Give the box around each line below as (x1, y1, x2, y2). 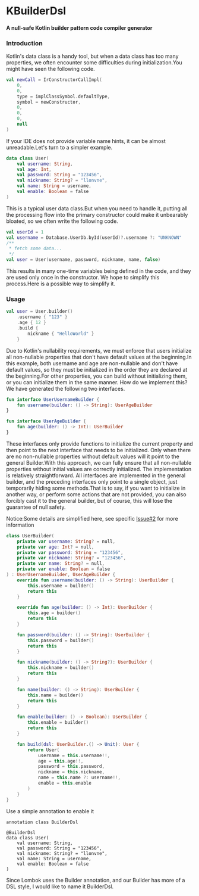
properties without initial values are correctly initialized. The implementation (6, 465, 192, 472)
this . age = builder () (27, 610, 81, 616)
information (6, 521, 34, 528)
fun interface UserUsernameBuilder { (6, 396, 100, 403)
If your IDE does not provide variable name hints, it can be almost (6, 137, 166, 144)
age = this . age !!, (37, 758, 84, 764)
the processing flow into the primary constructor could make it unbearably (6, 211, 188, 218)
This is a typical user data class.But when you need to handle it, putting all (6, 204, 188, 212)
